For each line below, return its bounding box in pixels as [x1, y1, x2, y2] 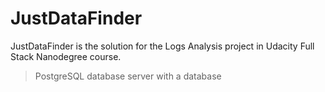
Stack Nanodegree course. [10, 50, 122, 62]
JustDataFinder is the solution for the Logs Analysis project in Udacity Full [10, 40, 315, 52]
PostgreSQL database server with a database [34, 70, 222, 82]
